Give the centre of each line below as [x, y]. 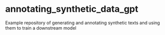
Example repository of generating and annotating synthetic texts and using [82, 23]
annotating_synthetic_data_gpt [72, 9]
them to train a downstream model [41, 28]
